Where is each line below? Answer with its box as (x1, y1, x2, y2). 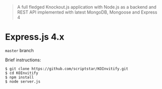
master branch (5, 47, 34, 53)
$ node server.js (5, 79, 41, 84)
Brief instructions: (5, 57, 41, 63)
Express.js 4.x (5, 32, 65, 43)
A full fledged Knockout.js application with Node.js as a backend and (17, 4, 157, 10)
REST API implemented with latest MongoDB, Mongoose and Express (17, 9, 158, 15)
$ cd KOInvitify (5, 71, 38, 75)
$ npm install (5, 75, 34, 80)
